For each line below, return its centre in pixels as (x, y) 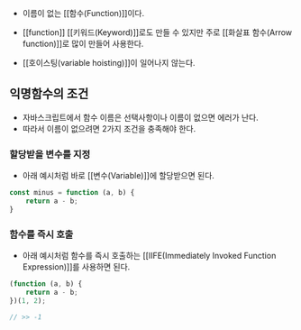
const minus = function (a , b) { (72, 193)
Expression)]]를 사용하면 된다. (76, 267)
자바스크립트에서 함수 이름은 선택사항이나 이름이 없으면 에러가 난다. (140, 117)
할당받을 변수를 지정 (50, 154)
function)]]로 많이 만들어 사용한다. (83, 44)
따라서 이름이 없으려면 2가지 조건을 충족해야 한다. (109, 128)
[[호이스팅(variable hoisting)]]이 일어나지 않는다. (109, 63)
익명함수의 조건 (49, 94)
